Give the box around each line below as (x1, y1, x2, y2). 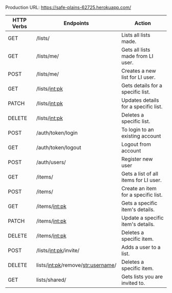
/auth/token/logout (36, 144, 81, 151)
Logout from (121, 141, 151, 148)
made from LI (121, 53, 154, 59)
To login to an (121, 126, 154, 133)
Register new (121, 155, 153, 163)
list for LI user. (121, 74, 156, 81)
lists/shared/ (36, 276, 67, 283)
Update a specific (121, 214, 164, 221)
